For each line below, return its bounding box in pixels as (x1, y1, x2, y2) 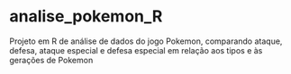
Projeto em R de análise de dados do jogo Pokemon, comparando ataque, (9, 36, 283, 46)
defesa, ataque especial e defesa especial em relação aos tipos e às (9, 45, 263, 55)
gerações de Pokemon (9, 54, 94, 65)
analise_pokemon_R (9, 6, 163, 27)
